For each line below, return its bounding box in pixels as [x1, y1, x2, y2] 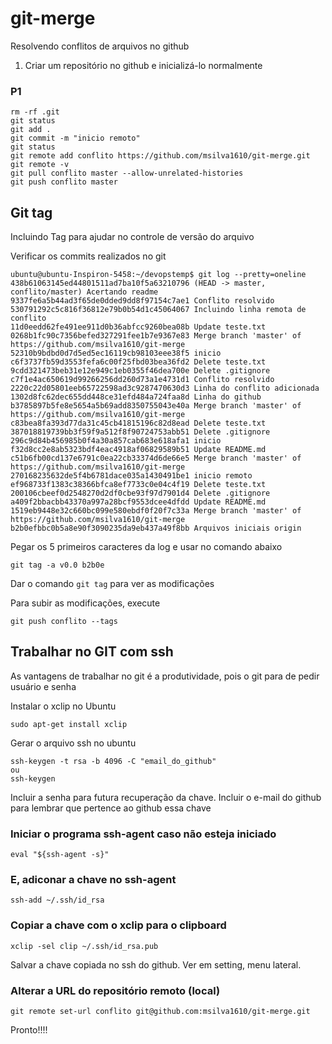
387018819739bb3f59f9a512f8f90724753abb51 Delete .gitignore [10, 427, 271, 437]
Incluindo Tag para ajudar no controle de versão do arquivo [10, 231, 255, 243]
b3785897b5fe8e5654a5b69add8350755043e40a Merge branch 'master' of [10, 401, 302, 411]
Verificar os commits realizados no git [10, 250, 167, 262]
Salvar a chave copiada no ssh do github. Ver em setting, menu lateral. [10, 958, 302, 971]
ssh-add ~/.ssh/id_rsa [10, 895, 105, 906]
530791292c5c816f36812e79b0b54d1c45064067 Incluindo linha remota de [10, 305, 307, 315]
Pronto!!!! [10, 1024, 48, 1036]
